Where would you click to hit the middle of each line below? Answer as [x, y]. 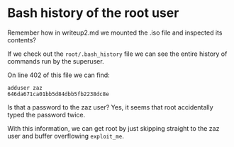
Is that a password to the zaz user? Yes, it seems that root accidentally [111, 107]
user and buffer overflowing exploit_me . [66, 136]
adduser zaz [25, 88]
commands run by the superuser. [56, 61]
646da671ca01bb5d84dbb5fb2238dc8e [58, 94]
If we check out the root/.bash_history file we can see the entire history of [117, 54]
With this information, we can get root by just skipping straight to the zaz [113, 128]
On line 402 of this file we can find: [58, 75]
